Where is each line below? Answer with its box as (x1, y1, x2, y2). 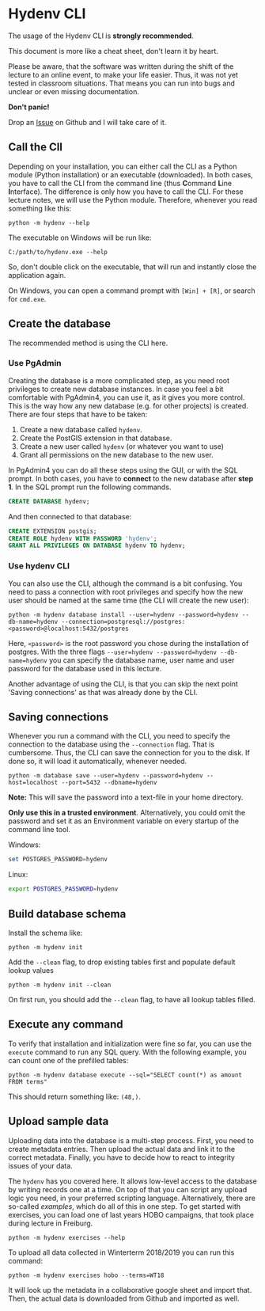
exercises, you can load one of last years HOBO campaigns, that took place (8, 1210, 255, 1219)
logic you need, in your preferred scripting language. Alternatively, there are (8, 1193, 256, 1203)
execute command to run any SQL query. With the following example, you (8, 1047, 247, 1057)
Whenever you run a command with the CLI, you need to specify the (8, 731, 231, 741)
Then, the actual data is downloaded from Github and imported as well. (8, 1294, 240, 1303)
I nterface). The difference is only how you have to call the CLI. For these (8, 187, 244, 196)
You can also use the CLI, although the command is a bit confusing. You (8, 579, 243, 588)
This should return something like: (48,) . (8, 1092, 141, 1101)
